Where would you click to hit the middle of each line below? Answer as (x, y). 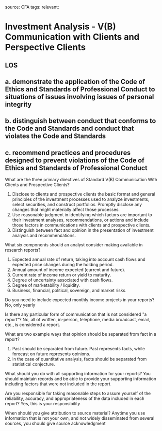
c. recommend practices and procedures (68, 153)
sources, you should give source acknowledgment (55, 423)
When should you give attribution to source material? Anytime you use (75, 413)
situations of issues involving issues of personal (80, 97)
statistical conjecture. (33, 364)
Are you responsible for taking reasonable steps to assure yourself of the (78, 394)
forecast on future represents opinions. (51, 354)
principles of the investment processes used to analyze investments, (81, 199)
